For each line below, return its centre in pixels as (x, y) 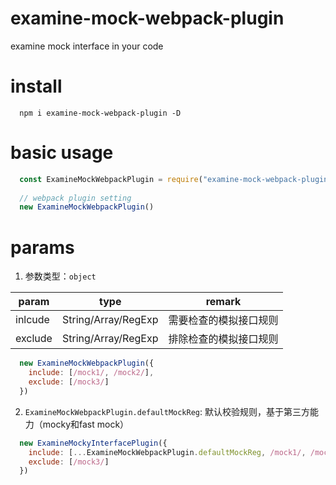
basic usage (62, 153)
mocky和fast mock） (86, 424)
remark (223, 302)
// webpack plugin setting (75, 198)
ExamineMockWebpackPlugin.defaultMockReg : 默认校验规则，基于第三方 (167, 411)
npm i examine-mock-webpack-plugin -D (100, 113)
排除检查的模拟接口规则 (223, 339)
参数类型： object (60, 276)
